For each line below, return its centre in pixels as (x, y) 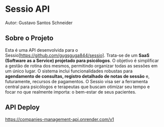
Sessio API (28, 9)
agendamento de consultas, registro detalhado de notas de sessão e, (77, 76)
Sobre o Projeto (29, 38)
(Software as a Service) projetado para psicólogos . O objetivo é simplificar (82, 61)
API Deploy (22, 108)
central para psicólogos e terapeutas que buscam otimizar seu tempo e (78, 87)
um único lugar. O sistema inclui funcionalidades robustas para (69, 71)
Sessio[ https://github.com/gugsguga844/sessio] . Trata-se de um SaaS (77, 55)
